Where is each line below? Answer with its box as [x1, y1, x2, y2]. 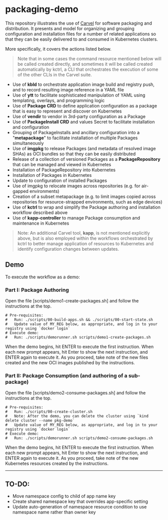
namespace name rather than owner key [12, 509, 96, 515]
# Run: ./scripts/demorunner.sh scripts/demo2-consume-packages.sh [5, 436, 153, 441]
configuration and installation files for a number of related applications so [5, 31, 156, 37]
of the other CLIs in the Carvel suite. [17, 71, 92, 77]
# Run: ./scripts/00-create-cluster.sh [5, 409, 93, 414]
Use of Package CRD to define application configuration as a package [12, 102, 157, 109]
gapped [12, 188, 29, 194]
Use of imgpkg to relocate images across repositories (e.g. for [12, 182, 141, 189]
